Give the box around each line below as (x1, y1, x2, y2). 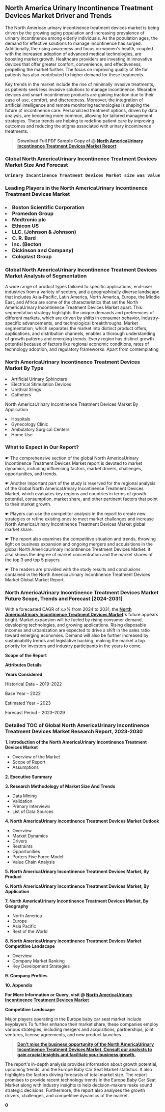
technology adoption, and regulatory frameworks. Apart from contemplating (5, 346, 159, 352)
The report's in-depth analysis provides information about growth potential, (5, 1061, 158, 1067)
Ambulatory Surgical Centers (11, 426, 70, 432)
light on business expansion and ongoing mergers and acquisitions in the (5, 541, 153, 547)
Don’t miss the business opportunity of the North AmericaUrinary (17, 1041, 154, 1047)
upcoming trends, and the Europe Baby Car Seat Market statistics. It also (5, 1067, 152, 1073)
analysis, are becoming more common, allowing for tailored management (5, 113, 153, 119)
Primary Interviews (12, 804, 51, 810)
